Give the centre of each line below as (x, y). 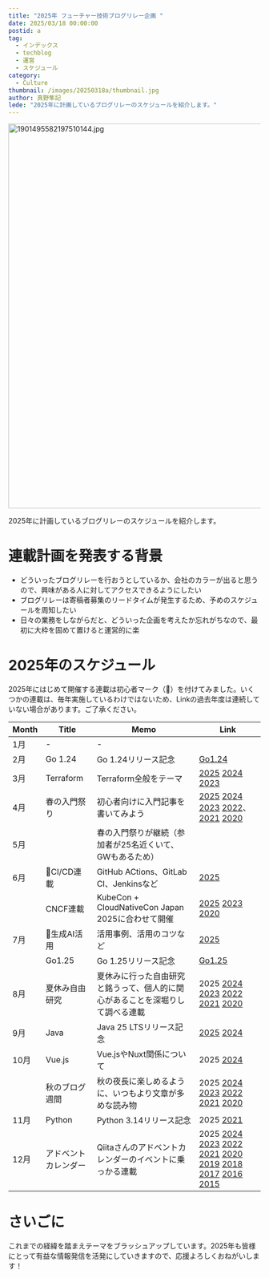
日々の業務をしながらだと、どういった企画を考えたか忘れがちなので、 (135, 620)
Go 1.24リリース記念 (136, 760)
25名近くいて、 (150, 845)
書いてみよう (121, 813)
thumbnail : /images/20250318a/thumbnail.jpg (84, 90)
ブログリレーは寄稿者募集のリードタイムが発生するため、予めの (125, 600)
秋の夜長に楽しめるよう (141, 1081)
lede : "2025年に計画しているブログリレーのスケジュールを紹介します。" (113, 105)
